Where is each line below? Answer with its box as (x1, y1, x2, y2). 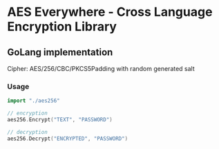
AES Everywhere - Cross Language (7, 4, 213, 20)
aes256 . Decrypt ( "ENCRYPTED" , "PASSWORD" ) (7, 135, 128, 142)
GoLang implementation (7, 46, 113, 58)
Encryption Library (7, 19, 117, 34)
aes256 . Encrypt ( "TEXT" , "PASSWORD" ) (7, 117, 113, 123)
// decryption (7, 128, 48, 135)
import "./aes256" (7, 97, 60, 104)
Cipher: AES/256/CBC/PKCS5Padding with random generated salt (7, 65, 195, 72)
